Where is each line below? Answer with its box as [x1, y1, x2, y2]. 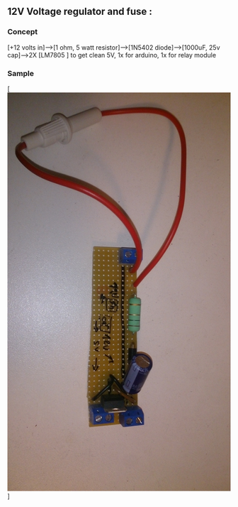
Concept [7, 27, 38, 37]
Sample [7, 68, 34, 78]
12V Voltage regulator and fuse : [7, 6, 152, 18]
